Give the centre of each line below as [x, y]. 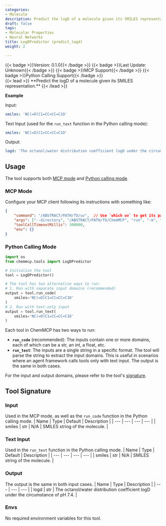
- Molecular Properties [30, 33]
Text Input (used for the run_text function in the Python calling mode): [77, 124]
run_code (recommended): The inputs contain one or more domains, [81, 340]
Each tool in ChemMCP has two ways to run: [50, 330]
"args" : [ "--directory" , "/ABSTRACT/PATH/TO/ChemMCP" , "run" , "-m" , [86, 220]
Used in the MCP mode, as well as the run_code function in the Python [76, 416]
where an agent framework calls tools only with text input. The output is [85, 361]
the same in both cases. [37, 366]
